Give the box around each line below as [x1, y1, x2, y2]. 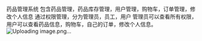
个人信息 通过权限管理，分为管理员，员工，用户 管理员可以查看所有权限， [11, 13, 197, 20]
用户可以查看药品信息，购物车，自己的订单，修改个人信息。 [6, 21, 157, 28]
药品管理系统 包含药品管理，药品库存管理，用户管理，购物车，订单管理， [6, 6, 190, 12]
